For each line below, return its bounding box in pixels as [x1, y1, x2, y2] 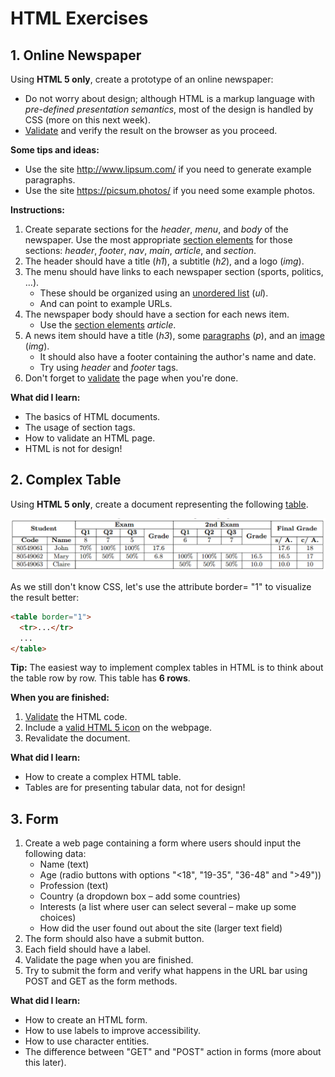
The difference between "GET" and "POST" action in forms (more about [24, 1046, 322, 1058]
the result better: [10, 591, 80, 603]
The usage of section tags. [24, 422, 136, 433]
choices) [39, 912, 77, 924]
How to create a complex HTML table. [24, 771, 182, 783]
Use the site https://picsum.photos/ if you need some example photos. [24, 185, 316, 196]
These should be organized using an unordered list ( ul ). [39, 287, 269, 299]
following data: [24, 848, 87, 860]
